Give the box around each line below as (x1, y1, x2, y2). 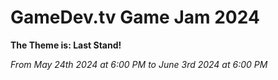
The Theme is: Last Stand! (10, 39, 122, 51)
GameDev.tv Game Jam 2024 (10, 6, 260, 29)
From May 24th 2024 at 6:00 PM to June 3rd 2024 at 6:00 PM (10, 58, 268, 70)
